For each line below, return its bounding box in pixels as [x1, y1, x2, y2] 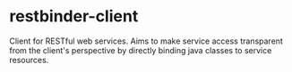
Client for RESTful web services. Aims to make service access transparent [9, 36, 284, 46]
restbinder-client [9, 6, 139, 27]
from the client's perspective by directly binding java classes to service [9, 44, 272, 55]
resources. [9, 54, 49, 65]
